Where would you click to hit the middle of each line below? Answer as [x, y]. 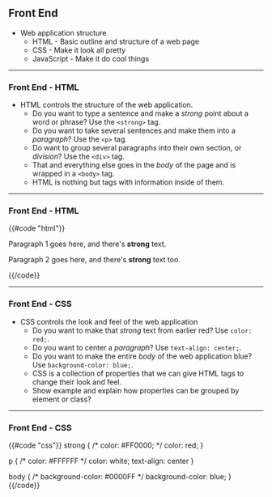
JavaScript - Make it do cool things [91, 58]
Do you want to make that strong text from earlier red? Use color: [142, 330]
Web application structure [63, 32]
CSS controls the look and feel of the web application [109, 321]
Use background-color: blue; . [83, 364]
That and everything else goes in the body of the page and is [134, 165]
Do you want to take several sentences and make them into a [134, 131]
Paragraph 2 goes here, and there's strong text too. [94, 260]
